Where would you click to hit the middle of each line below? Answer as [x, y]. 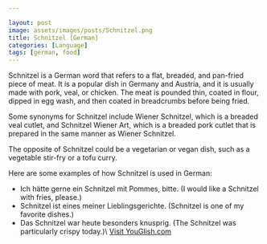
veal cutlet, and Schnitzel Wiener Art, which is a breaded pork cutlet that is [132, 125]
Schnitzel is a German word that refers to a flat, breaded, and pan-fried [126, 75]
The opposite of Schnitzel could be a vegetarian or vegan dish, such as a [129, 149]
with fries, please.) [51, 197]
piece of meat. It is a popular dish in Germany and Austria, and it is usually [131, 84]
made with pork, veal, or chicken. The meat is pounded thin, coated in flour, [133, 92]
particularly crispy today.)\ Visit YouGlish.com [95, 232]
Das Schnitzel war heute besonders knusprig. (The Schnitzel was [128, 223]
